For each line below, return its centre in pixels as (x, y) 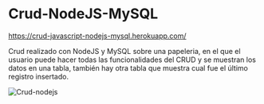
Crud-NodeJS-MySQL (83, 14)
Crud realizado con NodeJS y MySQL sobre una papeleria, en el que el (124, 51)
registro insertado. (39, 76)
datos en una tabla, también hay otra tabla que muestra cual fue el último (128, 67)
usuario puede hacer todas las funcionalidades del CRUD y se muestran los (132, 60)
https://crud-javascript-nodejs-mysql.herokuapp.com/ (97, 36)
